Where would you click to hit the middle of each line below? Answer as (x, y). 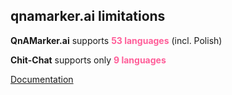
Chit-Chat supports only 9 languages (88, 60)
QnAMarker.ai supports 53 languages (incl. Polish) (116, 40)
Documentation (42, 79)
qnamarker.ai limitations (88, 16)
